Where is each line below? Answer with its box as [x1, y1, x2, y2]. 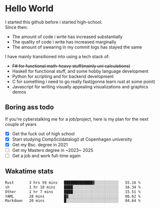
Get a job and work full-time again [12, 153, 81, 159]
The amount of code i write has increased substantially [12, 34, 123, 40]
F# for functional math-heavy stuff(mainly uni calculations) [12, 63, 131, 69]
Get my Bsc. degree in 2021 [12, 142, 68, 147]
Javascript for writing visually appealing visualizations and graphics [12, 83, 149, 89]
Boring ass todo [5, 103, 54, 111]
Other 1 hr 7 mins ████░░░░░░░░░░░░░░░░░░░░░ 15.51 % [5, 189, 140, 194]
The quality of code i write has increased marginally [12, 39, 117, 44]
